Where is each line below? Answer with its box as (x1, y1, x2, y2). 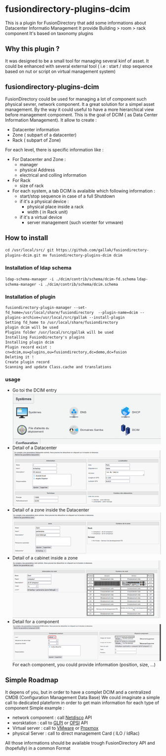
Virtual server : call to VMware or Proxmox (12, 725, 99, 731)
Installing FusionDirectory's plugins (5, 335, 85, 340)
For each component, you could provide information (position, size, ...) (12, 662, 156, 668)
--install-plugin (89, 315, 125, 320)
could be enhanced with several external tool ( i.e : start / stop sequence (5, 63, 153, 69)
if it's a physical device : (19, 198, 69, 204)
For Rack (12, 177, 31, 183)
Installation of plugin (5, 293, 56, 300)
